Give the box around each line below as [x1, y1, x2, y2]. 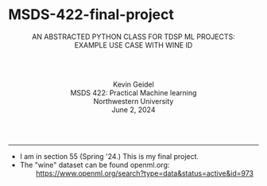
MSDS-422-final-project [8, 6, 175, 24]
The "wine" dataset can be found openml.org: [19, 160, 170, 169]
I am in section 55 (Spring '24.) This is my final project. [19, 151, 199, 161]
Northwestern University [93, 96, 174, 106]
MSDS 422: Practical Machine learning [70, 87, 197, 97]
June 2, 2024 [111, 105, 156, 114]
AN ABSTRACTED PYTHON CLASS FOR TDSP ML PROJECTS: [31, 32, 236, 41]
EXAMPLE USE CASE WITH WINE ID [74, 40, 193, 49]
